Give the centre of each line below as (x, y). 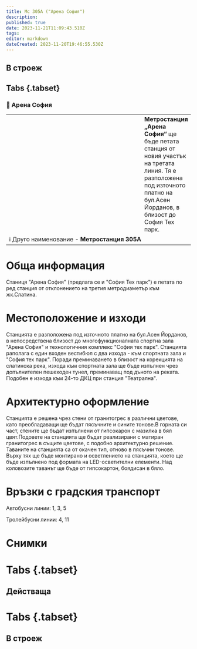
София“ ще (161, 134)
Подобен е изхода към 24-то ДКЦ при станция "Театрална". (81, 378)
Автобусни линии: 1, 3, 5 (36, 508)
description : (22, 17)
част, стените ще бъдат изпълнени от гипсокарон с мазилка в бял (89, 431)
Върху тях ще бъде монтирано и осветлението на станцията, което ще (95, 455)
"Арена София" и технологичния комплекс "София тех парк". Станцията (96, 347)
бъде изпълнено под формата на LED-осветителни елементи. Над (89, 462)
